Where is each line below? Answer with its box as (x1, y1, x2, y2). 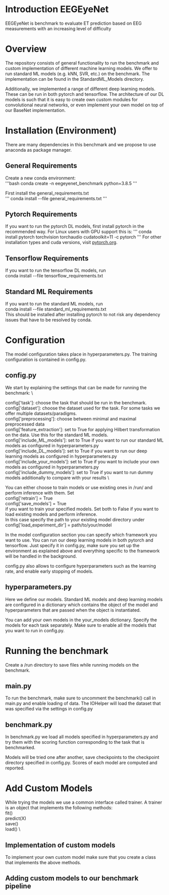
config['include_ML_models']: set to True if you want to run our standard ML (5, 437, 164, 443)
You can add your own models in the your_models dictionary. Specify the (5, 617, 157, 623)
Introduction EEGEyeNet (5, 4, 109, 15)
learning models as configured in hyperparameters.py (5, 453, 117, 459)
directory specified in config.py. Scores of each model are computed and (5, 760, 157, 766)
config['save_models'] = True (5, 500, 67, 506)
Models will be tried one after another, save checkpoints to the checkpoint (5, 754, 160, 760)
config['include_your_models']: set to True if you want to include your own (5, 458, 159, 464)
